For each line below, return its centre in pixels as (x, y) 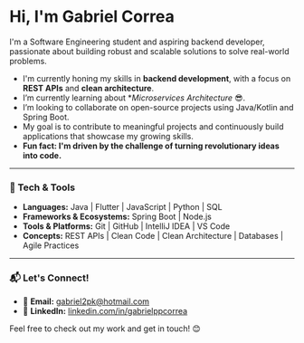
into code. (42, 155)
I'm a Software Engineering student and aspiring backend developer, (137, 42)
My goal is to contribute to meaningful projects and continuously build (153, 126)
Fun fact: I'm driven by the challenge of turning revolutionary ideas (151, 146)
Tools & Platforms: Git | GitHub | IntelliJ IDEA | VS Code (126, 226)
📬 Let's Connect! (49, 278)
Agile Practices (51, 245)
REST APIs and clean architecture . (88, 88)
